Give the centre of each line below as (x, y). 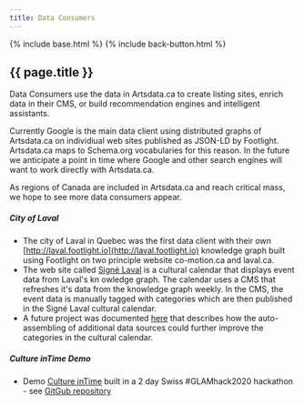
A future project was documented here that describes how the (139, 319)
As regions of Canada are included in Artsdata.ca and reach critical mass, (147, 187)
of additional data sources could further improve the (166, 328)
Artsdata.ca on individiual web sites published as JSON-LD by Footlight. (144, 141)
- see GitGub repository (67, 391)
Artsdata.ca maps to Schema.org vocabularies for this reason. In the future (150, 150)
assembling (44, 328)
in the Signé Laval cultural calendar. (90, 309)
